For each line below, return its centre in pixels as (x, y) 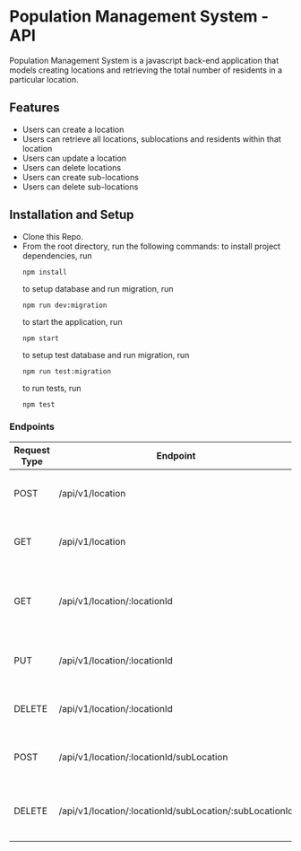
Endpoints (32, 426)
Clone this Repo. (52, 236)
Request (32, 450)
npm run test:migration (67, 371)
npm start (41, 338)
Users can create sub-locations (80, 177)
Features (34, 108)
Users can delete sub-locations (80, 187)
